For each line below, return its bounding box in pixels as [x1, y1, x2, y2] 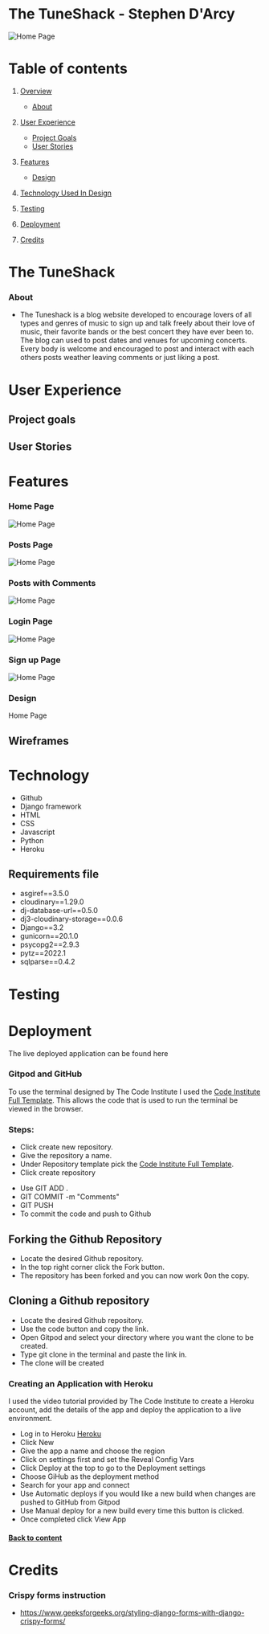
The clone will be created [19, 1358, 104, 1367]
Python [19, 835, 44, 845]
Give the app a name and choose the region [19, 1446, 165, 1456]
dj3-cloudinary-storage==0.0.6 [19, 914, 123, 924]
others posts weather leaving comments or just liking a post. [19, 353, 220, 362]
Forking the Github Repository [8, 1232, 163, 1246]
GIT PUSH [19, 1201, 54, 1210]
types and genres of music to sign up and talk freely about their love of [19, 318, 255, 328]
